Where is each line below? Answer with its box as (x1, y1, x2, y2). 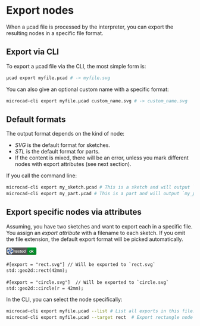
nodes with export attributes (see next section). (14, 161, 132, 168)
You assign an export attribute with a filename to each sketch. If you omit (6, 229, 186, 236)
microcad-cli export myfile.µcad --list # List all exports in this (6, 308, 180, 314)
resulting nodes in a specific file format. (6, 29, 104, 36)
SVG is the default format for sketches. (14, 142, 110, 149)
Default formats (6, 114, 66, 124)
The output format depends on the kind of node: (6, 130, 125, 137)
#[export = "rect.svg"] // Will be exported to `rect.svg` (6, 261, 156, 268)
